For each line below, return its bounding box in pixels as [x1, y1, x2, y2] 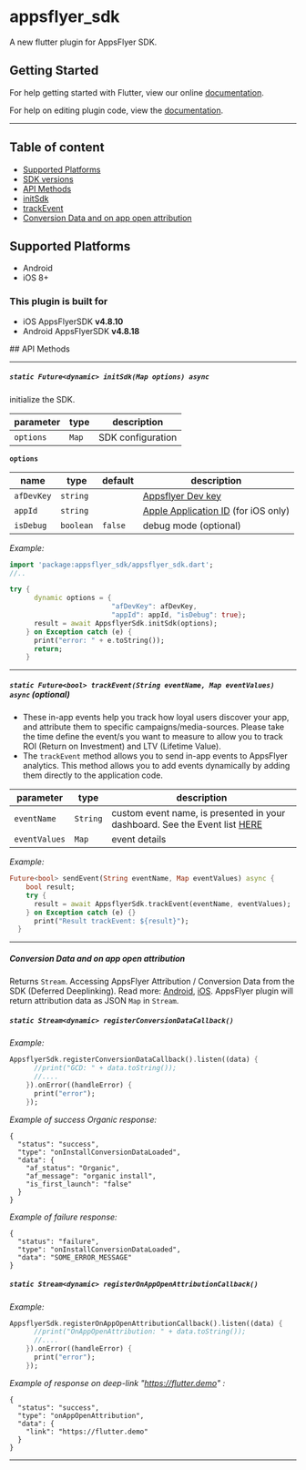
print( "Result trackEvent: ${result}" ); [33, 916, 189, 925]
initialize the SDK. [9, 393, 76, 404]
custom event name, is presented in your [111, 807, 286, 820]
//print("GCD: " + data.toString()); [33, 1064, 178, 1073]
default [101, 474, 135, 486]
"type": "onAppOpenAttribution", [17, 1411, 145, 1420]
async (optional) [9, 689, 71, 699]
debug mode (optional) [142, 519, 241, 532]
